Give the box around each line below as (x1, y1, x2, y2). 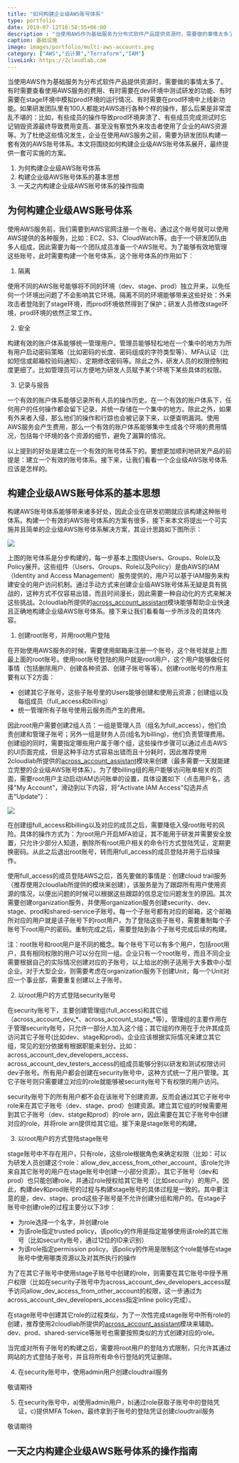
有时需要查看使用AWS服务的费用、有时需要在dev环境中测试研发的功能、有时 (7, 86, 232, 95)
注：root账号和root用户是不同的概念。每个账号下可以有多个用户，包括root (7, 940, 224, 948)
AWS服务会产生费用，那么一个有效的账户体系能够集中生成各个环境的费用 (7, 422, 221, 431)
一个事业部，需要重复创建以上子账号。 (13, 976, 126, 984)
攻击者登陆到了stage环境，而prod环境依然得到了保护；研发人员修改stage (7, 299, 222, 308)
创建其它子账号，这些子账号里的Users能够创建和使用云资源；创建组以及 (17, 688, 229, 697)
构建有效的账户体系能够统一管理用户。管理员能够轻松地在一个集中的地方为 (7, 338, 225, 347)
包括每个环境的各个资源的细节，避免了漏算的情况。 (19, 431, 169, 440)
